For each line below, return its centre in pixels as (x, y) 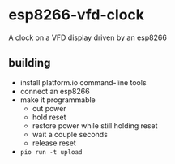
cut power (49, 108)
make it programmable (58, 100)
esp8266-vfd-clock (76, 15)
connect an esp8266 (55, 91)
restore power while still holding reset (95, 125)
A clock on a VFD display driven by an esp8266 (88, 37)
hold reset (49, 117)
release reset (54, 143)
